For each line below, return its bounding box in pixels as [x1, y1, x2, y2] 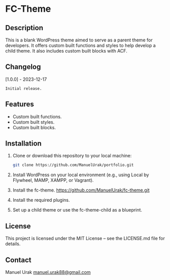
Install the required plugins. [12, 197, 70, 203]
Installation [5, 139, 42, 148]
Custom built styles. [12, 119, 55, 125]
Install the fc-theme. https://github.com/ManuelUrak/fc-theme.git [12, 187, 150, 193]
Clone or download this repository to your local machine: [12, 153, 132, 159]
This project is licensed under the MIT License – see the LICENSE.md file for [5, 236, 165, 242]
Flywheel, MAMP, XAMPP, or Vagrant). [12, 177, 94, 183]
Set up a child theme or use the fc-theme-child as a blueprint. [12, 207, 143, 213]
